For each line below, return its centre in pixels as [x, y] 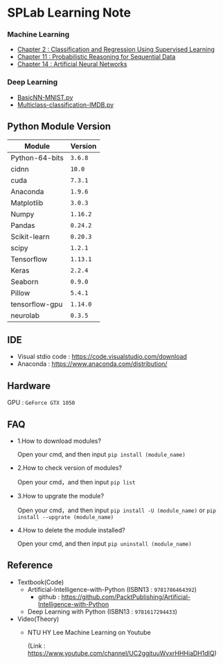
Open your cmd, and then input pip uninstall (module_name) [104, 544]
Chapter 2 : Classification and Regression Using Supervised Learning [116, 49]
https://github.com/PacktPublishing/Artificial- [126, 597]
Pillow [20, 292]
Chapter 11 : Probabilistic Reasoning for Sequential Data [96, 57]
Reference [30, 565]
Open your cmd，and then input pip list [76, 482]
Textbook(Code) [41, 582]
